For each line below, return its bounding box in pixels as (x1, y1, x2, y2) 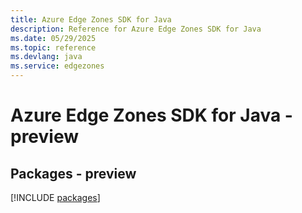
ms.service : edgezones (10, 61, 105, 71)
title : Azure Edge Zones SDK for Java (10, 14, 172, 25)
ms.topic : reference (10, 42, 97, 53)
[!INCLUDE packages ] (10, 192, 101, 203)
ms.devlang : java (10, 52, 83, 62)
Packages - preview (10, 165, 137, 182)
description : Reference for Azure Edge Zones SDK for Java (10, 24, 262, 34)
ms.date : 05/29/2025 (10, 33, 97, 43)
